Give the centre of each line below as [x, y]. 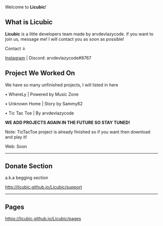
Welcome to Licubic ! [26, 7]
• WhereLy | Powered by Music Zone [42, 94]
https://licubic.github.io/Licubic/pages [43, 219]
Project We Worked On [40, 73]
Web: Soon [16, 146]
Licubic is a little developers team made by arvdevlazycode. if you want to [79, 34]
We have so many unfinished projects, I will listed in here [62, 85]
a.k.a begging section [27, 178]
